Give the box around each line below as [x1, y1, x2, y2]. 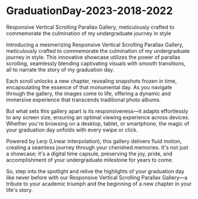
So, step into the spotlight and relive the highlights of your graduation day [6, 167, 184, 174]
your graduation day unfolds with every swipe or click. [6, 126, 138, 133]
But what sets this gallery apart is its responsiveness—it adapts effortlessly [6, 107, 189, 114]
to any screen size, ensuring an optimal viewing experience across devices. [6, 113, 190, 121]
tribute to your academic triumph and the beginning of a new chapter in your [6, 180, 192, 187]
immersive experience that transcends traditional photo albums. [6, 96, 161, 103]
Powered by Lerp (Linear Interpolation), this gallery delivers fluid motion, [6, 137, 182, 144]
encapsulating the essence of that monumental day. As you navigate [6, 83, 173, 90]
